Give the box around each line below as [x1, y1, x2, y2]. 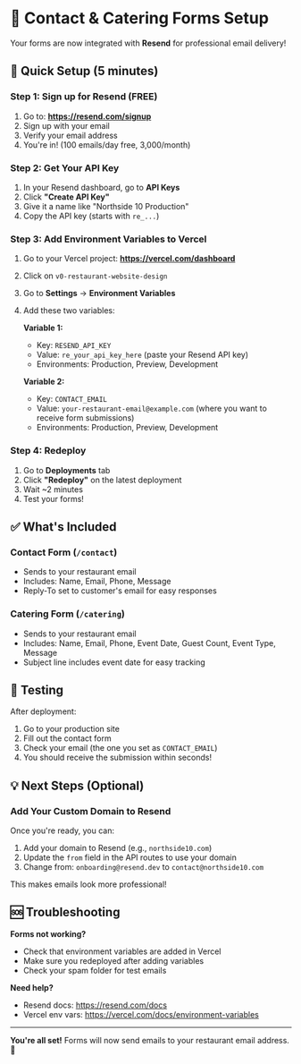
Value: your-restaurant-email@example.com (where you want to [36, 403, 267, 414]
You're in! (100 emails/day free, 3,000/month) [22, 139, 191, 150]
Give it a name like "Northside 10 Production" [22, 200, 189, 211]
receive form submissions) [36, 413, 135, 423]
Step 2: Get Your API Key [10, 161, 120, 174]
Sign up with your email [22, 120, 110, 131]
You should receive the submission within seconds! [22, 752, 213, 763]
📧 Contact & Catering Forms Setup [10, 8, 269, 29]
